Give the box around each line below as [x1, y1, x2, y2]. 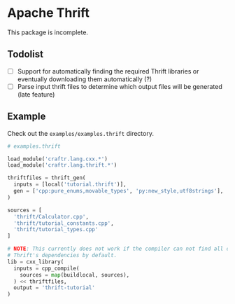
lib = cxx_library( [7, 258, 64, 265]
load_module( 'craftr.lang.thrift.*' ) [7, 162, 117, 169]
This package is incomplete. [7, 28, 89, 36]
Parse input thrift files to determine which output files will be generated [17, 82, 222, 90]
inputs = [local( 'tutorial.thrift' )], [13, 181, 127, 188]
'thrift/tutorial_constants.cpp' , [13, 219, 114, 227]
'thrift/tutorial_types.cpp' [13, 226, 99, 233]
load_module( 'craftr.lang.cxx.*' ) [7, 156, 108, 163]
